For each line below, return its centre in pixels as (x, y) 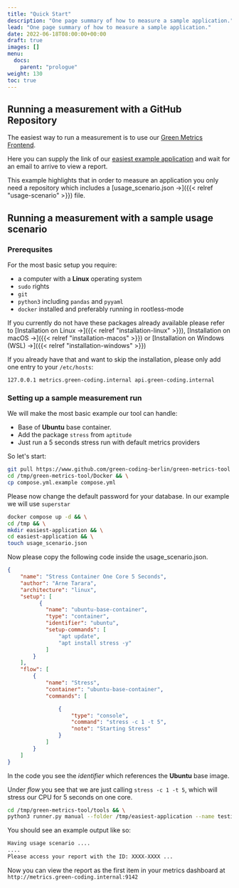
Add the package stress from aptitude (75, 435)
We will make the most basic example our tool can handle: (92, 414)
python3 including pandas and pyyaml (70, 301)
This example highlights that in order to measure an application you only (113, 180)
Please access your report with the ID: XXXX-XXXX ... (90, 857)
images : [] (23, 47)
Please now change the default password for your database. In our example (118, 496)
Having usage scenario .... (49, 843)
